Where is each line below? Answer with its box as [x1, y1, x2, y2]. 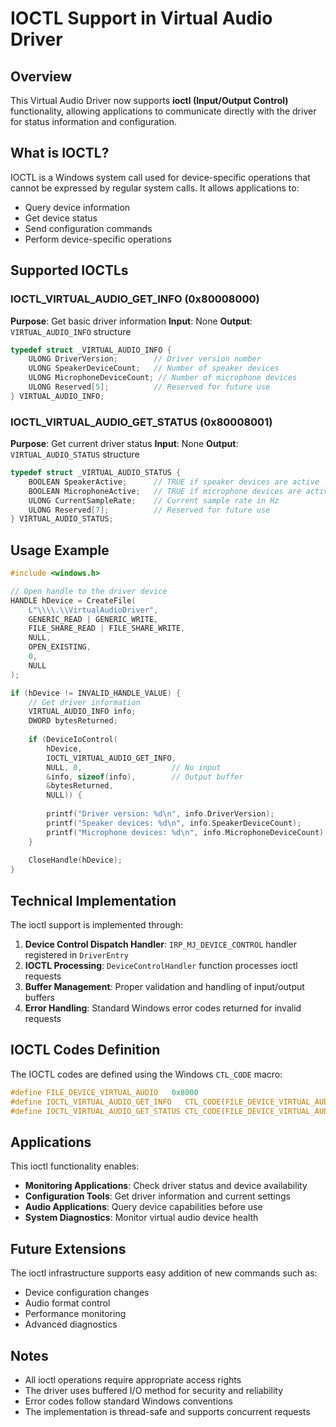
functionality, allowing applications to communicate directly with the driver [10, 105, 317, 117]
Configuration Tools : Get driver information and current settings [24, 1190, 291, 1202]
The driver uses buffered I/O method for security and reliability [24, 1384, 284, 1396]
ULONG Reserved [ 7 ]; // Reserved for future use [28, 505, 271, 515]
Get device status [24, 212, 98, 224]
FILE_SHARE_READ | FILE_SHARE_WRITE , [28, 623, 186, 634]
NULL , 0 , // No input [46, 762, 222, 772]
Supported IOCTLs [10, 262, 129, 279]
